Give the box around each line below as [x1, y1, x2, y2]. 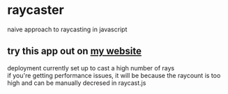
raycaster [7, 2, 64, 18]
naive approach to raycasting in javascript [7, 25, 128, 33]
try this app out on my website [7, 45, 142, 57]
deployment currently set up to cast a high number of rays [7, 63, 175, 72]
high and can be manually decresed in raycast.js [7, 79, 146, 87]
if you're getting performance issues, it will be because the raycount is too [7, 71, 221, 79]
